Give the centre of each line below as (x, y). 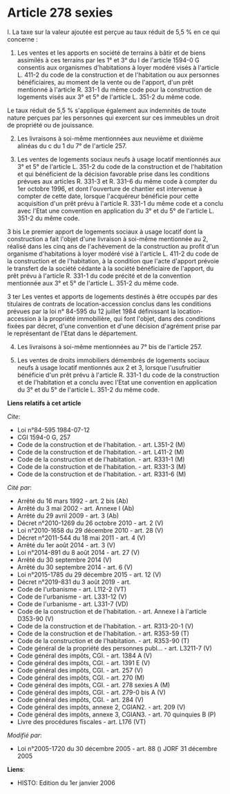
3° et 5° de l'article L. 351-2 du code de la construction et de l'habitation (120, 166)
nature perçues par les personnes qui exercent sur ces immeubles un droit (113, 117)
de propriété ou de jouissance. (51, 125)
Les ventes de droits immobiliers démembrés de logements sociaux (113, 360)
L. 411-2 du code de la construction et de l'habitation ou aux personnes (118, 75)
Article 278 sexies (60, 13)
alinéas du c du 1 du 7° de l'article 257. (72, 145)
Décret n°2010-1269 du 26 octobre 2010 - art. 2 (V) (90, 523)
